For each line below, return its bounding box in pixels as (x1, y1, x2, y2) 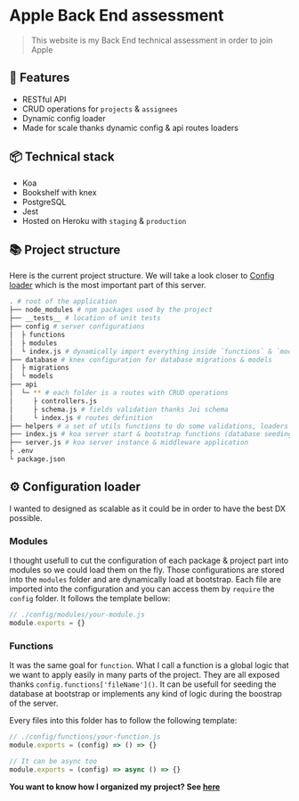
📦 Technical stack (9, 149, 115, 165)
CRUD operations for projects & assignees (21, 103, 178, 114)
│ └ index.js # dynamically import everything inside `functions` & (9, 347, 273, 356)
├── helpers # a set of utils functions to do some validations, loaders (9, 421, 289, 431)
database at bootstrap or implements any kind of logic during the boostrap (9, 689, 282, 699)
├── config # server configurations (9, 322, 145, 331)
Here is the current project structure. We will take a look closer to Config (9, 270, 275, 281)
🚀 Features (9, 70, 70, 86)
